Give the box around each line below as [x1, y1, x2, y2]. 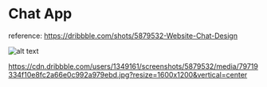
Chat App [8, 5, 73, 23]
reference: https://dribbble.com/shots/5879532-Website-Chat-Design [8, 31, 238, 40]
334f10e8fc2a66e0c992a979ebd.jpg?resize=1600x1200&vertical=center [8, 70, 248, 79]
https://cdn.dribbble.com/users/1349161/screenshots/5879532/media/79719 [8, 61, 259, 71]
